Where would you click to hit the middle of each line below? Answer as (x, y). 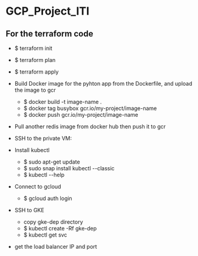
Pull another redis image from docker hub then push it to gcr (90, 126)
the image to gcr (35, 90)
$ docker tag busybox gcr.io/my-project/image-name (90, 108)
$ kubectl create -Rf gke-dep (60, 228)
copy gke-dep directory (53, 222)
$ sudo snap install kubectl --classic (69, 168)
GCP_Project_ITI (47, 11)
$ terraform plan (35, 60)
